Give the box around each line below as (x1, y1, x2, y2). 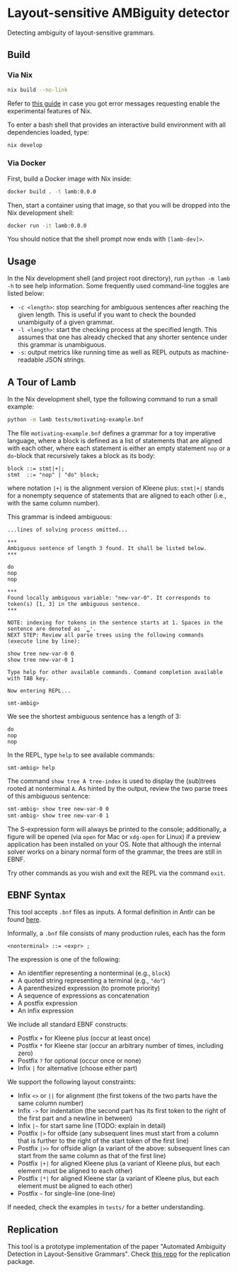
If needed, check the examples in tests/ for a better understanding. (7, 1203, 205, 1211)
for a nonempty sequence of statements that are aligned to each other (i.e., (7, 491, 227, 500)
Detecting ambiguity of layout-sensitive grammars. (7, 28, 156, 37)
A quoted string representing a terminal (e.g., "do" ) (17, 976, 166, 985)
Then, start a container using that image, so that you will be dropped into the (7, 200, 231, 210)
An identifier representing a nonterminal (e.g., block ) (17, 969, 171, 978)
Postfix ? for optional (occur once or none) (17, 1056, 141, 1065)
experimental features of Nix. (7, 106, 93, 115)
